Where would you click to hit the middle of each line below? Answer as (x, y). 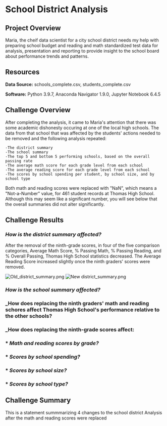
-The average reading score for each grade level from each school (78, 170)
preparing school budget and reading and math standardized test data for (82, 46)
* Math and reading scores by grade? (52, 343)
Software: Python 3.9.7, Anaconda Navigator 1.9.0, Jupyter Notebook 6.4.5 (83, 94)
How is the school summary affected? (53, 290)
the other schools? (29, 316)
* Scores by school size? (36, 370)
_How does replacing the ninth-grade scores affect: (70, 330)
